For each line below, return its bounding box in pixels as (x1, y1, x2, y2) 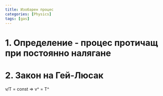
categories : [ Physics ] (5, 12, 52, 17)
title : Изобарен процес (5, 7, 54, 12)
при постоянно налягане (5, 47, 111, 58)
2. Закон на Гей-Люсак (5, 70, 104, 81)
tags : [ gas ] (5, 16, 29, 21)
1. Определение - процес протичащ (5, 37, 158, 48)
